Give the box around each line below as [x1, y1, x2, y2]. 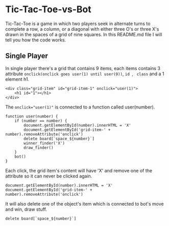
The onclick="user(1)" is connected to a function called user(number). [5, 104, 155, 110]
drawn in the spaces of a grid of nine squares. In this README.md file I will [5, 31, 162, 37]
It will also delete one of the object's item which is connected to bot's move [5, 200, 164, 207]
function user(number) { [5, 114, 58, 119]
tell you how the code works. [5, 37, 66, 43]
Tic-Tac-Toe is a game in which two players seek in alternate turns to [5, 20, 151, 27]
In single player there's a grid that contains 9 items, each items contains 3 [5, 65, 161, 71]
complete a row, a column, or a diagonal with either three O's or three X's [5, 26, 159, 32]
